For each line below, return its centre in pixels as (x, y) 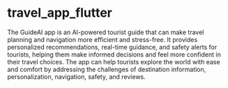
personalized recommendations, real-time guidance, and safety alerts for (112, 47)
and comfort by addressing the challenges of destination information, (107, 69)
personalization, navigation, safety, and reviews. (77, 76)
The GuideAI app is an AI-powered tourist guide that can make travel (106, 32)
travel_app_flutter (60, 13)
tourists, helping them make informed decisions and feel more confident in (114, 54)
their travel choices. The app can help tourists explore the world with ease (114, 61)
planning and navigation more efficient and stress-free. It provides (102, 39)
